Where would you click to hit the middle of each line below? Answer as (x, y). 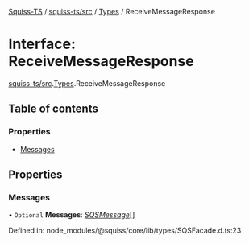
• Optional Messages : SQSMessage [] (72, 215)
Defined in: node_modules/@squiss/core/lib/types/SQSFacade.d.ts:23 (125, 231)
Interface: (42, 44)
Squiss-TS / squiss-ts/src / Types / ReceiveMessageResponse (112, 12)
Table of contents (53, 109)
